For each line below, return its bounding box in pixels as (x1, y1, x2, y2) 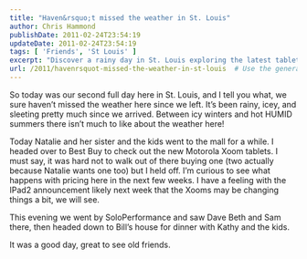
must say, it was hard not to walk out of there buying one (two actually (9, 155, 274, 166)
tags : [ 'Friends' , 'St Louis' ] (9, 47, 137, 57)
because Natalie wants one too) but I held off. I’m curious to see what (9, 165, 271, 176)
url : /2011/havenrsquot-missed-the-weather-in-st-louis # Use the (9, 65, 272, 74)
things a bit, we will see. (9, 193, 101, 205)
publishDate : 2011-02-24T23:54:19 (9, 30, 142, 39)
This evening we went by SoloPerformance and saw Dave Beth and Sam (9, 212, 281, 223)
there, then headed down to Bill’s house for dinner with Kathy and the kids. (9, 221, 291, 233)
